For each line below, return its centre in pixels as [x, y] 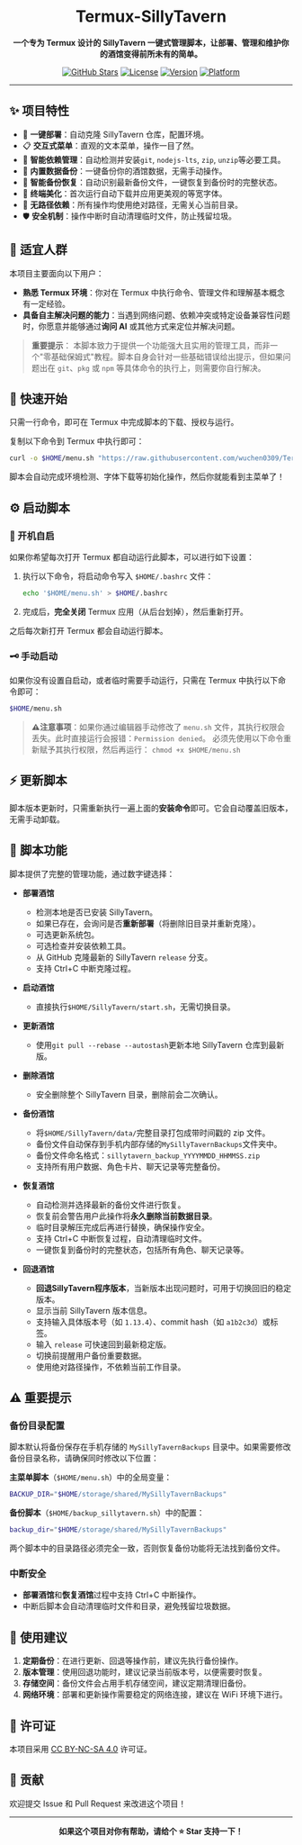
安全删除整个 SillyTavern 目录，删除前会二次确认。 [129, 1094]
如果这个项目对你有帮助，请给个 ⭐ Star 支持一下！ [151, 1831]
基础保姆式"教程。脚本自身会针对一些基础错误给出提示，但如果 [167, 357]
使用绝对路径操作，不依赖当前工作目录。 [111, 1367]
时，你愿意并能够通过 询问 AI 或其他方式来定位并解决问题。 [131, 326]
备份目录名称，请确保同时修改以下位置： [84, 1458]
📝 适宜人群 [38, 250]
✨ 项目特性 [40, 111]
